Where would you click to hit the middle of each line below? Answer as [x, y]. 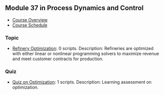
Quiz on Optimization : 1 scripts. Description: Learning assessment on [82, 82]
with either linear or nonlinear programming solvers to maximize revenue [86, 54]
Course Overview [30, 20]
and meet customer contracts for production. [58, 59]
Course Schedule [30, 25]
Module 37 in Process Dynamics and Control [74, 8]
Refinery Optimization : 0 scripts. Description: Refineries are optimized [83, 48]
